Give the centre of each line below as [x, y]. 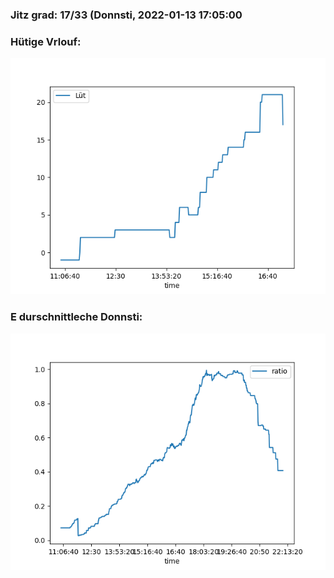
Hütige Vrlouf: [46, 41]
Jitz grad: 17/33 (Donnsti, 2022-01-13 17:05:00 [126, 15]
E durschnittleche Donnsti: [76, 317]
